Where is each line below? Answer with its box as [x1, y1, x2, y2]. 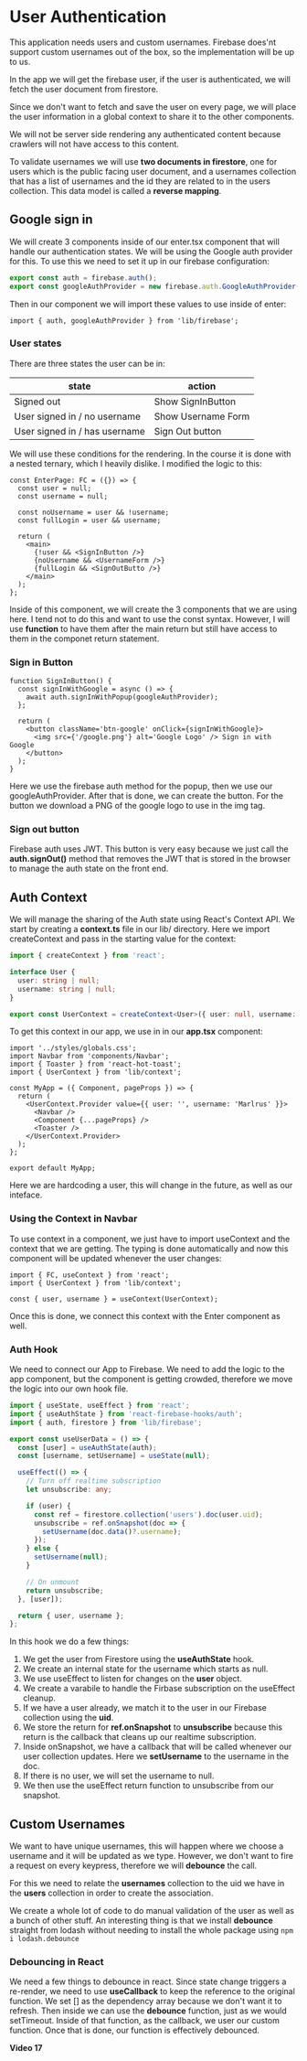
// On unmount [26, 1577, 79, 1586]
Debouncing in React [9, 1956, 104, 1969]
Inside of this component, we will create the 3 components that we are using [9, 604, 298, 615]
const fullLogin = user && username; [17, 515, 162, 525]
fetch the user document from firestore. [9, 83, 159, 94]
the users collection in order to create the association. [9, 1887, 214, 1899]
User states [9, 337, 62, 349]
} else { [26, 1544, 59, 1553]
